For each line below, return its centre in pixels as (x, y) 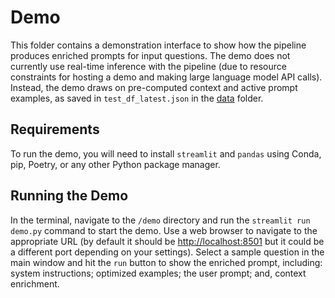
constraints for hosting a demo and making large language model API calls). (166, 77)
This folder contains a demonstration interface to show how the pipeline (158, 45)
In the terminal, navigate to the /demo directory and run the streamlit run (160, 220)
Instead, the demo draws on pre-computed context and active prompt (154, 87)
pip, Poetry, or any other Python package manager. (115, 164)
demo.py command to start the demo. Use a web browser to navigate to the (164, 230)
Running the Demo (69, 196)
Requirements (55, 129)
